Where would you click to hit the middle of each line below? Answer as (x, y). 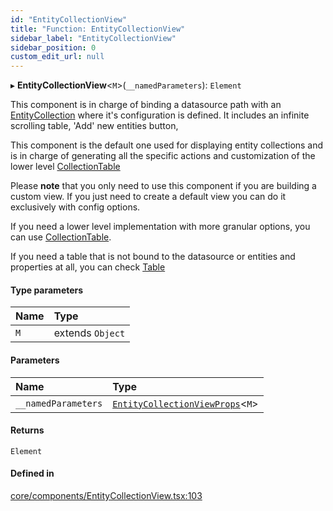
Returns (27, 430)
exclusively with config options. (75, 207)
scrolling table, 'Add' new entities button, (94, 126)
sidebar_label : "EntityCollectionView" (93, 38)
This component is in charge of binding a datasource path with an (146, 105)
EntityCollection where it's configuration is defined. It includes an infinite (160, 115)
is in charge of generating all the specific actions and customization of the (163, 156)
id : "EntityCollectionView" (69, 19)
